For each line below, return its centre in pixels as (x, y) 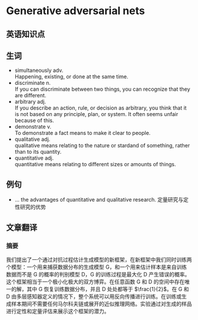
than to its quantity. (38, 152)
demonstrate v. (33, 127)
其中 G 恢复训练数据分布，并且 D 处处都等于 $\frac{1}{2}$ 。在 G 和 (108, 289)
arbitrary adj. (30, 102)
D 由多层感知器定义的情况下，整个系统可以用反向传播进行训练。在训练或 (94, 296)
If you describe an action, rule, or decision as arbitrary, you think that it (100, 108)
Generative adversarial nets (76, 11)
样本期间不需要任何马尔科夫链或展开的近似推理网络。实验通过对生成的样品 (101, 303)
